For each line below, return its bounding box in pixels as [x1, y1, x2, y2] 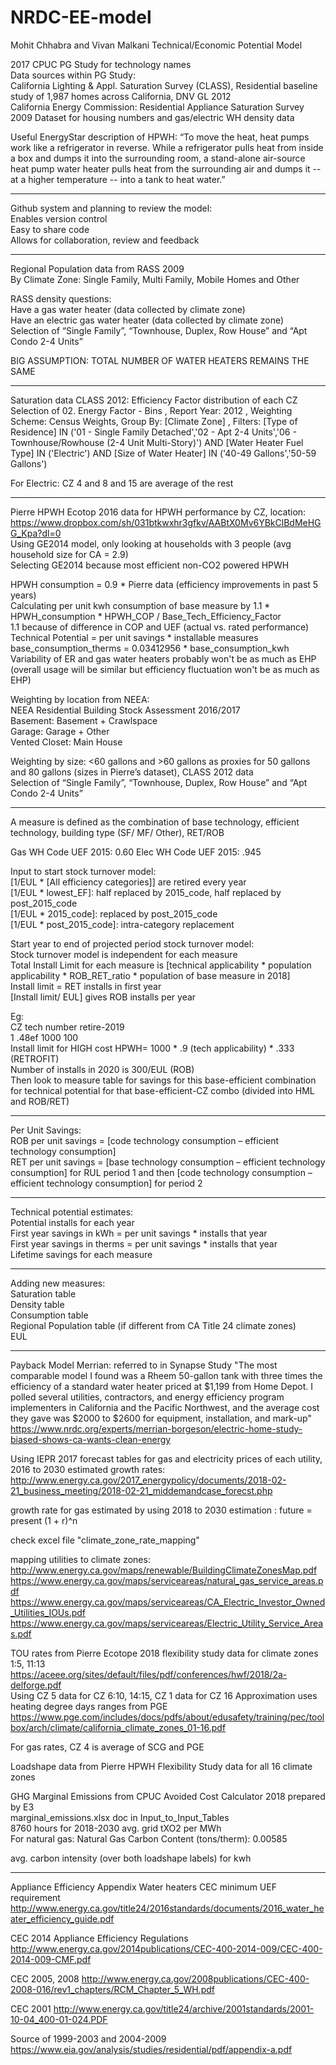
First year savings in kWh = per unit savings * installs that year [10, 1227, 268, 1239]
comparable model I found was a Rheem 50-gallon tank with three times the [10, 1369, 323, 1381]
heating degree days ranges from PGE [10, 1700, 168, 1712]
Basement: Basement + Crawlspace [10, 714, 158, 726]
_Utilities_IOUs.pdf [10, 1606, 87, 1618]
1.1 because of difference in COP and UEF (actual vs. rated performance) [10, 621, 310, 633]
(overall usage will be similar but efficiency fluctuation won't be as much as [10, 663, 320, 675]
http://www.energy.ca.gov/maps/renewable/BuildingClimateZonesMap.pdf [10, 1564, 318, 1576]
